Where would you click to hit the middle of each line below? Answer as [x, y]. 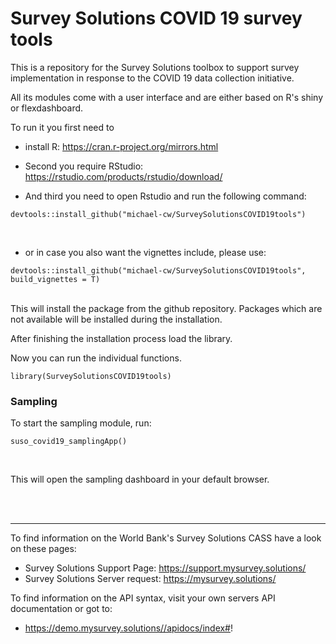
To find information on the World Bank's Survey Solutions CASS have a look [166, 538]
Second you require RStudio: [84, 166]
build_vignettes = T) [55, 279]
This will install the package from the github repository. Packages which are [166, 308]
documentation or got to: [61, 609]
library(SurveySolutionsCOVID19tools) [91, 376]
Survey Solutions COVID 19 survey [156, 18]
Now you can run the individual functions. [96, 358]
